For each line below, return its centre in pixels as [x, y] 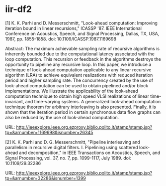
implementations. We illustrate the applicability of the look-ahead [72, 91]
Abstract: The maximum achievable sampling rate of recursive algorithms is [83, 48]
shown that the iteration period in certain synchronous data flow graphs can [83, 112]
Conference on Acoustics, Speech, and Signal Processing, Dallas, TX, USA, [82, 33]
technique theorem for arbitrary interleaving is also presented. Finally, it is [81, 107]
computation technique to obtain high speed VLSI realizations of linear [77, 96]
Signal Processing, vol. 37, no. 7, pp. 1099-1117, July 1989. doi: [68, 158]
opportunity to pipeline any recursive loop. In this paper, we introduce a [78, 64]
